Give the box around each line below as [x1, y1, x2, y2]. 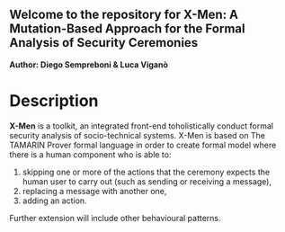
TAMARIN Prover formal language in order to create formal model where [9, 139, 277, 150]
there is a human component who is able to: [9, 148, 172, 160]
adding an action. [22, 195, 87, 206]
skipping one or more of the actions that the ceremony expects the [22, 166, 271, 177]
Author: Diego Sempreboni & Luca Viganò [9, 58, 169, 70]
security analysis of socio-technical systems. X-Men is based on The [9, 129, 265, 140]
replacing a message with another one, [22, 185, 167, 196]
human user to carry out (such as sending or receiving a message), [22, 175, 272, 187]
